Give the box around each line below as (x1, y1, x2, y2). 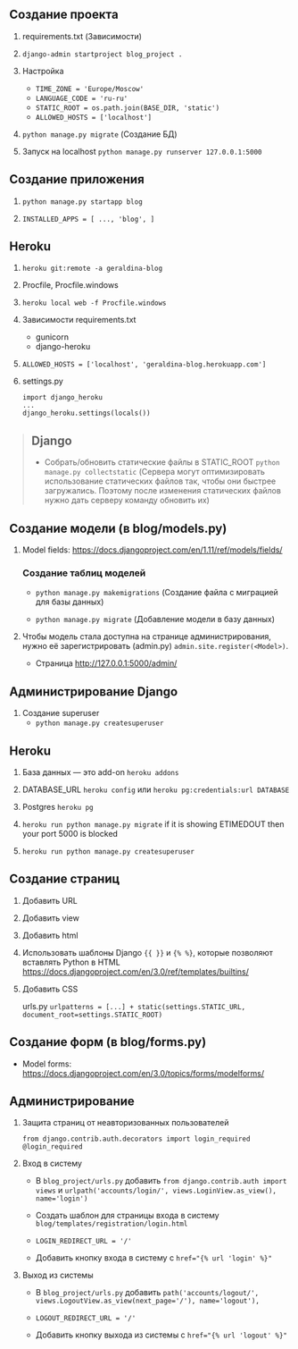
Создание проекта (9, 7, 119, 22)
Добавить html (21, 930, 79, 940)
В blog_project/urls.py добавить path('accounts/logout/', (35, 1287, 260, 1298)
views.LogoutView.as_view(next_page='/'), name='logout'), (35, 1296, 261, 1306)
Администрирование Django (9, 684, 178, 699)
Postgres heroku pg (21, 801, 94, 812)
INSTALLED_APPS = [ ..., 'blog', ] (21, 215, 155, 223)
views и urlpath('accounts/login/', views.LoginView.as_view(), (35, 1185, 277, 1196)
